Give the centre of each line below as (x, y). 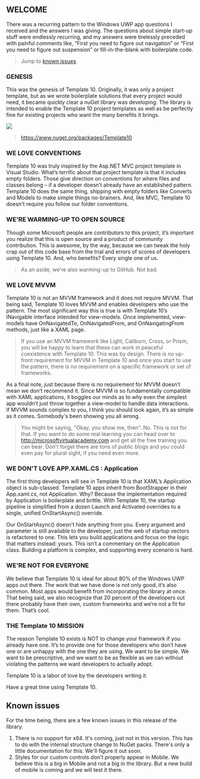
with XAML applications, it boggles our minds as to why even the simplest (97, 397)
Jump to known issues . (49, 61)
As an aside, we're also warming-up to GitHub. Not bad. (89, 269)
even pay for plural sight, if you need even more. (80, 453)
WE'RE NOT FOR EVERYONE (48, 565)
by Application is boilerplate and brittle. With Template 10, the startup (91, 500)
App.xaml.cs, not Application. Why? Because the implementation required (96, 494)
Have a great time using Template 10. (51, 687)
